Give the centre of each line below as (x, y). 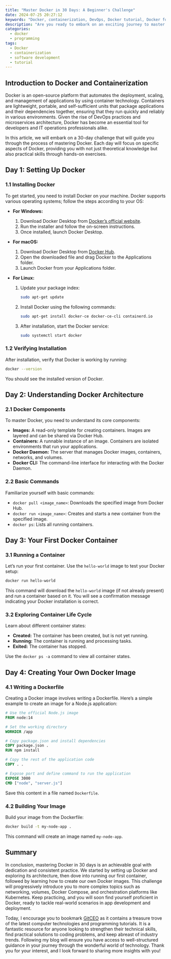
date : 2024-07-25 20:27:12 (34, 15)
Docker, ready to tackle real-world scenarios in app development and (78, 903)
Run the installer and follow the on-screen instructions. (78, 226)
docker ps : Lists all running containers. (53, 524)
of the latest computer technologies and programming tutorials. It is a (78, 923)
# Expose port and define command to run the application (68, 774)
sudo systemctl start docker (51, 335)
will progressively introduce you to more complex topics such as (73, 886)
